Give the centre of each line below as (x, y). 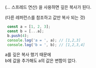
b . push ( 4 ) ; (18, 35)
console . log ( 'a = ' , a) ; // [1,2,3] (44, 40)
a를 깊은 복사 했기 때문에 (28, 54)
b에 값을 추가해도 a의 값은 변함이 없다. (41, 61)
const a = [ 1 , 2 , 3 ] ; (29, 27)
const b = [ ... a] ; (26, 31)
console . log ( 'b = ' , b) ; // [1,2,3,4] (46, 45)
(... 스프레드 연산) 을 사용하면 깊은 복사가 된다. (48, 7)
